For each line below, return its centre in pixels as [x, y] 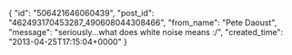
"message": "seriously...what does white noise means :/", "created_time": [146, 32]
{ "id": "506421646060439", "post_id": [81, 13]
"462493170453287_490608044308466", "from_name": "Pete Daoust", [143, 23]
